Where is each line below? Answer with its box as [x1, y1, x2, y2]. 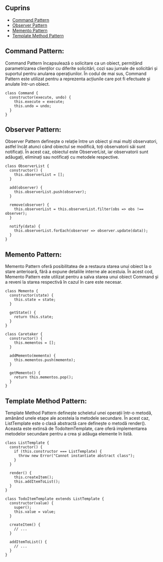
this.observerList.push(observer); [14, 190, 87, 195]
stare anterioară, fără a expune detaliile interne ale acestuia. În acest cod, [5, 268, 154, 275]
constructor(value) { [9, 501, 54, 506]
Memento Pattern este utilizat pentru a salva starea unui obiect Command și [5, 274, 159, 280]
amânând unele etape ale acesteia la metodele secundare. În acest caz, [5, 415, 150, 421]
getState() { [9, 310, 36, 315]
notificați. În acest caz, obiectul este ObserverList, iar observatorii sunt [5, 149, 148, 155]
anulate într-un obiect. [5, 81, 50, 87]
